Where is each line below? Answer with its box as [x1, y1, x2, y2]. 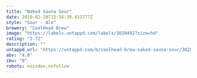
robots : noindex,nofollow [6, 63, 69, 69]
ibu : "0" [6, 57, 28, 63]
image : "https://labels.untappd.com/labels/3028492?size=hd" [6, 30, 159, 36]
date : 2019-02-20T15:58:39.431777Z [6, 14, 93, 20]
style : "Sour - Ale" [6, 19, 57, 25]
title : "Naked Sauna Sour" [6, 8, 72, 15]
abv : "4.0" [6, 52, 33, 58]
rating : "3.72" [6, 36, 43, 42]
